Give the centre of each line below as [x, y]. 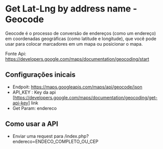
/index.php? [77, 136]
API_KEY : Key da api [34, 92]
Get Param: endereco [34, 108]
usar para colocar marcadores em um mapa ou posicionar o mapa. [74, 44]
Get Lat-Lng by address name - [71, 9]
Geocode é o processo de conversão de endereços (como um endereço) [81, 33]
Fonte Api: [16, 54]
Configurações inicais [40, 75]
